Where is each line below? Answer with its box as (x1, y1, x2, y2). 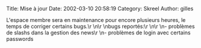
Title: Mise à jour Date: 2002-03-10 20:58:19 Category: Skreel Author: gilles (6, 5, 194, 12)
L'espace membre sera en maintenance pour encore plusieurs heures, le (6, 17, 186, 23)
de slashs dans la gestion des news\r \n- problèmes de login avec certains (6, 29, 191, 36)
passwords (6, 36, 34, 42)
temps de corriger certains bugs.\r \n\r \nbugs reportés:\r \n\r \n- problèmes (6, 23, 195, 30)
